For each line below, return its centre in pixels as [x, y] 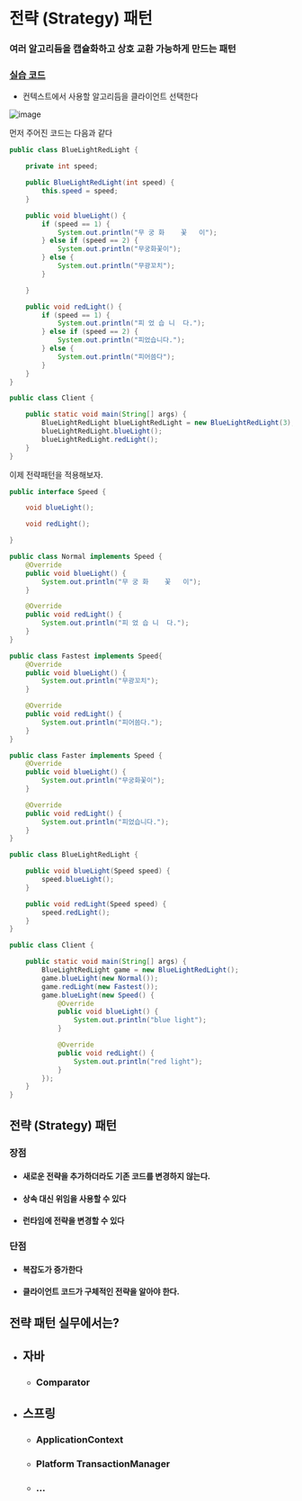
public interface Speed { [58, 491]
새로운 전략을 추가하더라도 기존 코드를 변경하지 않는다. [116, 1176]
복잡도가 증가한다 [53, 1269]
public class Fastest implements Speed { [86, 656]
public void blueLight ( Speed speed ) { [98, 871]
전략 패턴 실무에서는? [64, 1322]
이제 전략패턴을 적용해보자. [56, 474]
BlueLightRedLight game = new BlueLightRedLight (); [141, 970]
